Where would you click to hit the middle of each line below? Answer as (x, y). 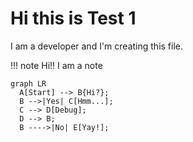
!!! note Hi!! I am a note (56, 65)
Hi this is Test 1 (73, 18)
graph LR (28, 83)
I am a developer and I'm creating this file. (97, 46)
